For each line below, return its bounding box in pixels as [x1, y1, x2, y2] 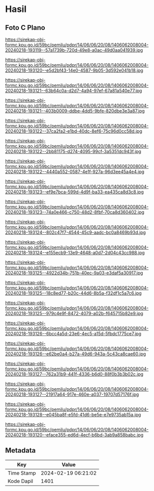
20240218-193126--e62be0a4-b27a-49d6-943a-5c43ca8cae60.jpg [5, 351, 146, 357]
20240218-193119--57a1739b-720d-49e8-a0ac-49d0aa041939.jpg [5, 47, 143, 53]
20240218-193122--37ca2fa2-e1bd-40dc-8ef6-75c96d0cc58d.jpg [5, 128, 143, 134]
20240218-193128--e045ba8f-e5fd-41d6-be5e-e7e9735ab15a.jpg [5, 412, 141, 417]
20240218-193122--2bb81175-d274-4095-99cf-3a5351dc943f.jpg [5, 149, 142, 154]
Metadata [5, 446, 36, 455]
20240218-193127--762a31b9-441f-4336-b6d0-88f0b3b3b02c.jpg [5, 371, 144, 377]
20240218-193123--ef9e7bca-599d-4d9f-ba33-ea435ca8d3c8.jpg [5, 189, 144, 195]
